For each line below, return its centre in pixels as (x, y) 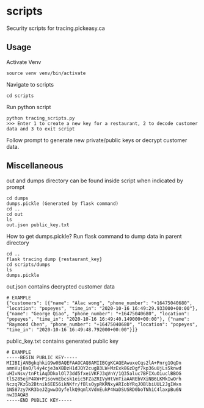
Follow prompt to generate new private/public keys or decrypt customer (97, 140)
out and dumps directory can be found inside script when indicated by (95, 181)
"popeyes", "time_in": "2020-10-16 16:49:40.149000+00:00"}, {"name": (98, 319)
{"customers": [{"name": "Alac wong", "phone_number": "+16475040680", (99, 303)
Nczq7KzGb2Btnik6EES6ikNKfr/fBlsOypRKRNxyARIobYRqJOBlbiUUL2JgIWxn (94, 384)
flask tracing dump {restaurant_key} (54, 259)
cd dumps (17, 198)
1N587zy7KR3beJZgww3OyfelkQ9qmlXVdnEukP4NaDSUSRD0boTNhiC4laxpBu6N (94, 389)
